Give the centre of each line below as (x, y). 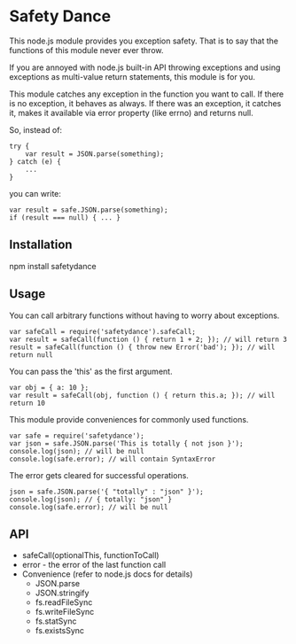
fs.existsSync (60, 631)
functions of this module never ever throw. (86, 50)
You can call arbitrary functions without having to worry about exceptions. (144, 315)
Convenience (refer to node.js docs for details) (107, 574)
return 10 (27, 403)
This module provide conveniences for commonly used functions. (129, 419)
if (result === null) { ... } (65, 217)
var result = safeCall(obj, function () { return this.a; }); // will (142, 395)
